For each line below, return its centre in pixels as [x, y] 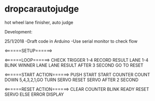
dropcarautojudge [42, 9]
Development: [18, 32]
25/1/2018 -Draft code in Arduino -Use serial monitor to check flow [71, 41]
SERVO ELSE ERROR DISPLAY [34, 94]
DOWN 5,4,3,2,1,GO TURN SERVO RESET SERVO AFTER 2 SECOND [71, 80]
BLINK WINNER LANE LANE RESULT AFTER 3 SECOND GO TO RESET [74, 65]
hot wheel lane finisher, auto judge [39, 22]
